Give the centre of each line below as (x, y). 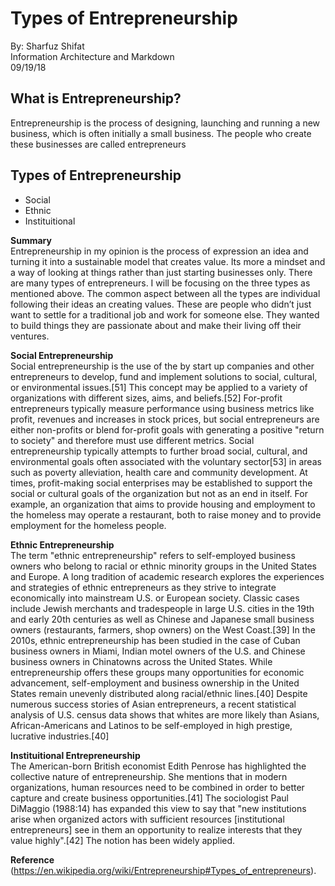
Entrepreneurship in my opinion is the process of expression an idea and (159, 251)
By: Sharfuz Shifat (47, 46)
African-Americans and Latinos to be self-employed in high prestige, (151, 725)
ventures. (30, 336)
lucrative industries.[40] (60, 736)
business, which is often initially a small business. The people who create (161, 133)
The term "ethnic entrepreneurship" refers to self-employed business (153, 555)
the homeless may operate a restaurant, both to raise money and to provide (166, 514)
